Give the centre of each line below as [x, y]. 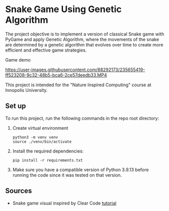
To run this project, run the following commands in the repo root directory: [82, 118]
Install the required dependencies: [48, 151]
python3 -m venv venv [35, 137]
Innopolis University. [26, 90]
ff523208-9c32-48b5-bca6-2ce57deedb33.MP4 [56, 75]
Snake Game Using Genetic [64, 9]
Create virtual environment [40, 128]
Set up [16, 106]
